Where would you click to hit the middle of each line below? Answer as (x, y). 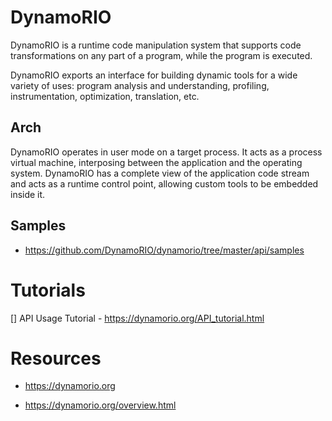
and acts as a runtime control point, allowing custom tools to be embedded (164, 183)
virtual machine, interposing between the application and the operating (156, 162)
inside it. (28, 194)
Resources (56, 358)
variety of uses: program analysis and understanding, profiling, (140, 85)
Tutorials (48, 290)
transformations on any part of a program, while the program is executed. (161, 55)
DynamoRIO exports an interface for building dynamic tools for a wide (154, 75)
